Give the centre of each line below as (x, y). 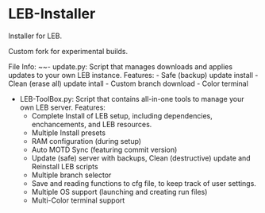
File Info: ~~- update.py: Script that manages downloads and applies (120, 66)
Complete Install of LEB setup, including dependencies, (122, 115)
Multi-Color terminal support (78, 200)
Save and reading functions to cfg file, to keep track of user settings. (144, 183)
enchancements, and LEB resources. (92, 124)
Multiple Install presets (68, 133)
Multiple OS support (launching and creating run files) (119, 192)
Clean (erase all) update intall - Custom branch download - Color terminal (128, 83)
